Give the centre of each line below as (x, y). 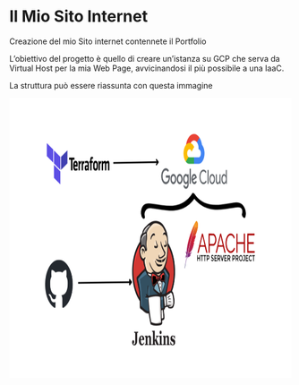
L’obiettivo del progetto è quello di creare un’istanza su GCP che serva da (145, 58)
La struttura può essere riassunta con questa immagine (111, 85)
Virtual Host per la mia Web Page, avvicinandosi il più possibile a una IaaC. (147, 68)
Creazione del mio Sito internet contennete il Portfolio (108, 41)
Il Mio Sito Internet (79, 17)
